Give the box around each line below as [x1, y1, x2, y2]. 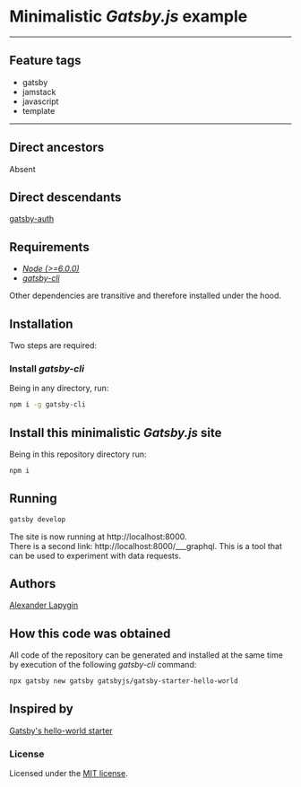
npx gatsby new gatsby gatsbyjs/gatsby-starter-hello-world [9, 677, 239, 686]
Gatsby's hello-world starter [9, 725, 114, 736]
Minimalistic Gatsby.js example [9, 6, 248, 27]
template [21, 105, 56, 116]
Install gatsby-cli [9, 362, 85, 374]
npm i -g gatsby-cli [9, 400, 87, 409]
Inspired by [9, 702, 73, 717]
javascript [21, 96, 59, 107]
